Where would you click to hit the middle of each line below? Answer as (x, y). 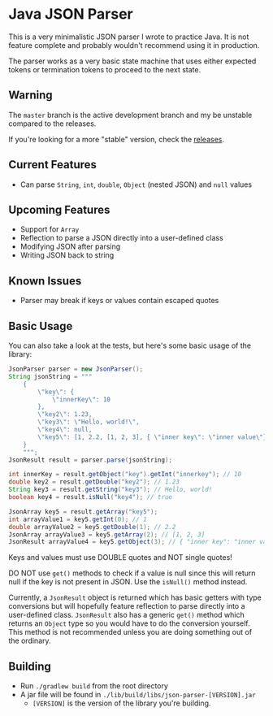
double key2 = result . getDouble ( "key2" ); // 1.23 (94, 482)
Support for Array (50, 229)
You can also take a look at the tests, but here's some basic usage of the (130, 345)
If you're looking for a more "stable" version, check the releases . (117, 139)
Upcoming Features (59, 209)
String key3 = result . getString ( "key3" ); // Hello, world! (110, 490)
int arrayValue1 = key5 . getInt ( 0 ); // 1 (78, 519)
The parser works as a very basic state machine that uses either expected (132, 61)
